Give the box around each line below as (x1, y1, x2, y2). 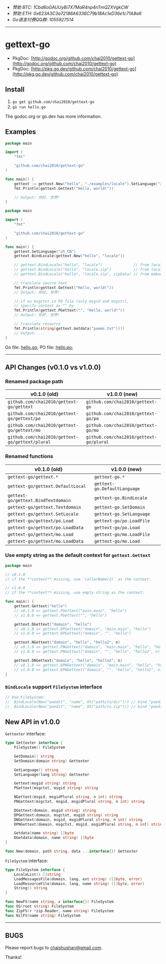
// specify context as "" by (14, 303, 74, 308)
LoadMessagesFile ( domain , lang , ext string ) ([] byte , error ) (14, 876, 142, 881)
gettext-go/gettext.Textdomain (7, 504, 82, 510)
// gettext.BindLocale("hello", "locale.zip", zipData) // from (14, 272, 149, 277)
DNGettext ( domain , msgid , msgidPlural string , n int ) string (14, 817, 142, 822)
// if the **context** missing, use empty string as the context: (5, 590, 145, 595)
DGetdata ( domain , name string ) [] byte (14, 835, 94, 840)
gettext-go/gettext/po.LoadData (7, 525, 84, 530)
